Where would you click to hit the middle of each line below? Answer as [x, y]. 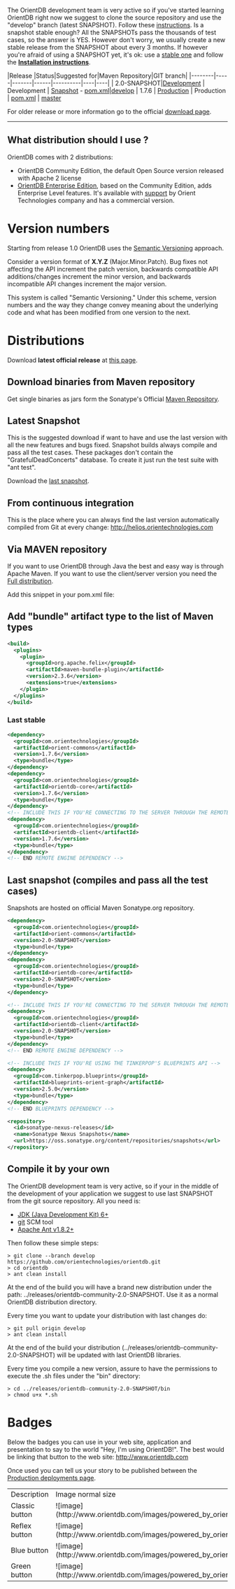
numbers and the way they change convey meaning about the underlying [113, 304]
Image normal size [86, 1494]
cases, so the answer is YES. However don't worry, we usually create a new [116, 40]
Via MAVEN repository [57, 549]
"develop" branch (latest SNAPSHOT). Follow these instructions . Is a [106, 25]
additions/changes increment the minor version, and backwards [99, 276]
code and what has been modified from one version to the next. [99, 312]
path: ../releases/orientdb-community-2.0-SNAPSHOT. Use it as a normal [113, 1294]
